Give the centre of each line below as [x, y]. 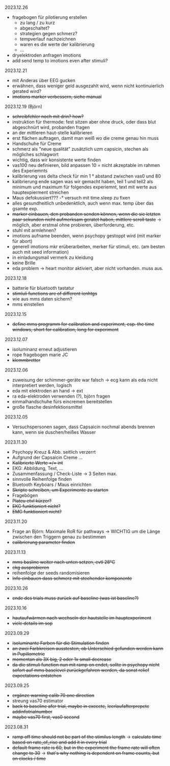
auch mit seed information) [40, 252]
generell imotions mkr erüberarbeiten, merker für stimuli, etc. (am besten [88, 246]
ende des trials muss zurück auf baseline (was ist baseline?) [75, 598]
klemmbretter [26, 360]
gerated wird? [27, 91]
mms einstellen [28, 304]
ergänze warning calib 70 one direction [53, 695]
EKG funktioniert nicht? [36, 506]
